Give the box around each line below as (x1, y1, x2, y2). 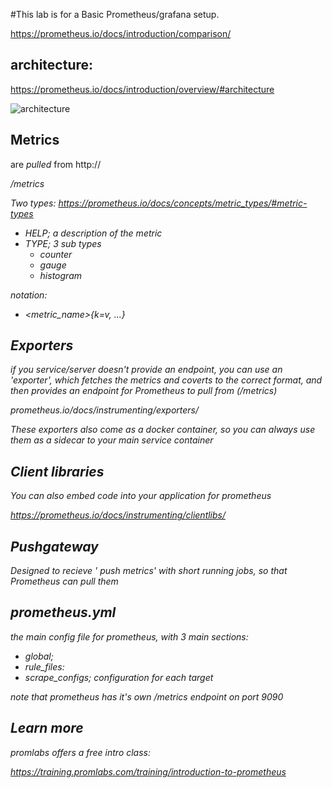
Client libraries (10, 463, 105, 480)
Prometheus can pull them (10, 575, 119, 588)
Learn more (10, 720, 84, 737)
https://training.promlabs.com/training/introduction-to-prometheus (10, 765, 287, 778)
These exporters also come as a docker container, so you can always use (10, 424, 316, 436)
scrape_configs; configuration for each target (24, 671, 214, 683)
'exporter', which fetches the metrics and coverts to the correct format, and (10, 374, 323, 386)
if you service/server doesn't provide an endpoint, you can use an (10, 364, 283, 376)
